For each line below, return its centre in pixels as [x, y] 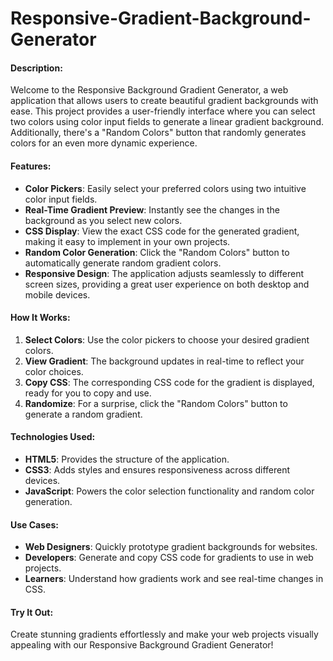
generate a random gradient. [83, 414]
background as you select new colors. [103, 220]
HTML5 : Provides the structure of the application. [127, 459]
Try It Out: [32, 612]
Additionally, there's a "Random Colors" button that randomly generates [158, 133]
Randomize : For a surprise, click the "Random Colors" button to [156, 403]
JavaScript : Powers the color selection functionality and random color [169, 491]
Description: [36, 68]
